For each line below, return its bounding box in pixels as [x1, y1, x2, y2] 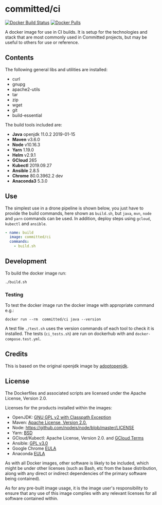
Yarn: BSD [12, 430, 33, 436]
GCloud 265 [12, 157, 37, 163]
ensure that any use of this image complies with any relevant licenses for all [5, 490, 157, 496]
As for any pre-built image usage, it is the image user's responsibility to [5, 485, 148, 491]
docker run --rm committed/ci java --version [5, 317, 101, 322]
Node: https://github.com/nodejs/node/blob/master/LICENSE [12, 424, 135, 430]
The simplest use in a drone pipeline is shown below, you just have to [5, 205, 144, 211]
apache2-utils [12, 86, 40, 92]
